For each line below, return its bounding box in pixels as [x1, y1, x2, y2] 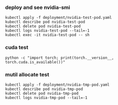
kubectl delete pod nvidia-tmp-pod [5, 91, 79, 96]
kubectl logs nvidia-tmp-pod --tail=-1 [5, 95, 88, 100]
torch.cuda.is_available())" [5, 59, 65, 64]
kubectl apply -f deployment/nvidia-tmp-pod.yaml [5, 82, 110, 87]
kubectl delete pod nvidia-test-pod [5, 24, 81, 29]
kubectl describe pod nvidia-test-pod [5, 19, 85, 25]
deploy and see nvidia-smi [5, 4, 70, 11]
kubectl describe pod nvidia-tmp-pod [5, 86, 83, 92]
